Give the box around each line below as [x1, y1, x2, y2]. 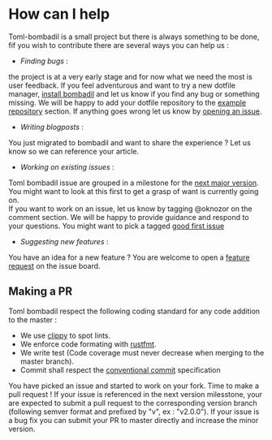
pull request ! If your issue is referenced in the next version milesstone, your [8, 389, 262, 399]
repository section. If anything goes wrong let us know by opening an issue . [8, 106, 262, 116]
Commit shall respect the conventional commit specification [19, 365, 221, 374]
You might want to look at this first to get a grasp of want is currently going [8, 186, 259, 196]
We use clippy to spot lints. [19, 330, 111, 340]
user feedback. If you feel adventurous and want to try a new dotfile [8, 80, 235, 90]
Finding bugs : [19, 56, 69, 66]
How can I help [8, 5, 110, 24]
